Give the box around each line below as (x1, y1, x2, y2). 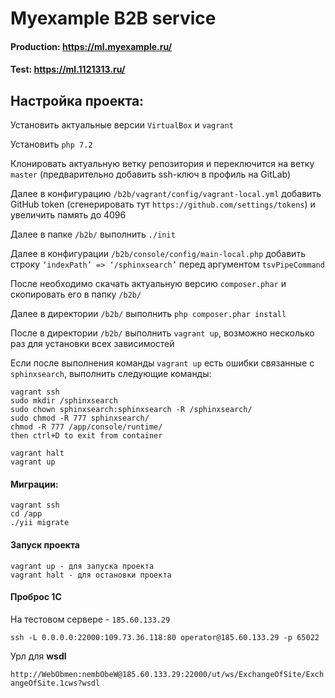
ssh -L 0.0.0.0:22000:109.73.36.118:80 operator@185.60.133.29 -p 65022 (10, 632, 320, 642)
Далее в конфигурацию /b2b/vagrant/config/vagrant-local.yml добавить (10, 188, 322, 200)
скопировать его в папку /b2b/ (10, 288, 142, 301)
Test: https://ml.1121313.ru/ (10, 63, 126, 76)
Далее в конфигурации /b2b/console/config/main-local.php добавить (10, 248, 306, 260)
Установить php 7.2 (10, 138, 93, 151)
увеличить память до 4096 (10, 209, 127, 221)
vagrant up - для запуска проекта (10, 561, 155, 571)
